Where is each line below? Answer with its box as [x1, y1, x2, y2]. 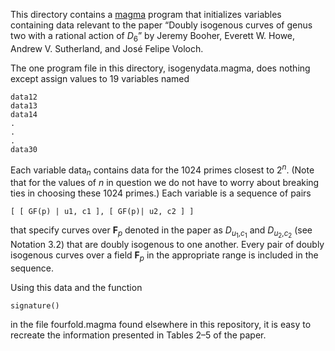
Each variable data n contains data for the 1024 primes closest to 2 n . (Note [10, 162, 315, 178]
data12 [10, 92, 38, 102]
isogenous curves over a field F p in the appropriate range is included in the [10, 249, 319, 264]
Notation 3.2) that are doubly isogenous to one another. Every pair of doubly [10, 239, 325, 251]
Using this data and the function [10, 282, 143, 294]
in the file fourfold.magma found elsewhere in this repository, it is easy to [10, 319, 312, 331]
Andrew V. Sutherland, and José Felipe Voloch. [10, 42, 204, 54]
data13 [10, 100, 38, 111]
